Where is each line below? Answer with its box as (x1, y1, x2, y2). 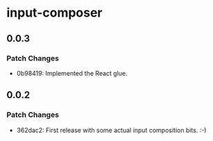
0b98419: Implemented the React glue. (16, 69, 128, 77)
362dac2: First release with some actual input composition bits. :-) (16, 126, 207, 134)
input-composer (6, 5, 103, 21)
